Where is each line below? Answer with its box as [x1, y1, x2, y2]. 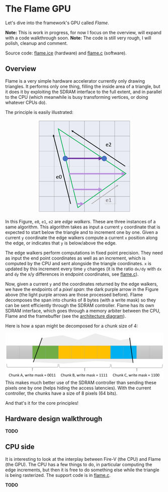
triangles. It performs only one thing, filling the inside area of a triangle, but [5, 83, 160, 89]
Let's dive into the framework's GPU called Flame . [5, 20, 109, 26]
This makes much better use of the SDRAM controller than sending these [5, 379, 157, 386]
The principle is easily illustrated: [5, 109, 74, 115]
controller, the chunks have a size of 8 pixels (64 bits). [5, 390, 118, 396]
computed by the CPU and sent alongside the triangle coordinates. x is [5, 261, 152, 267]
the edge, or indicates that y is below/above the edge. [5, 240, 117, 246]
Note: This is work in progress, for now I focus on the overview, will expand [5, 29, 162, 35]
